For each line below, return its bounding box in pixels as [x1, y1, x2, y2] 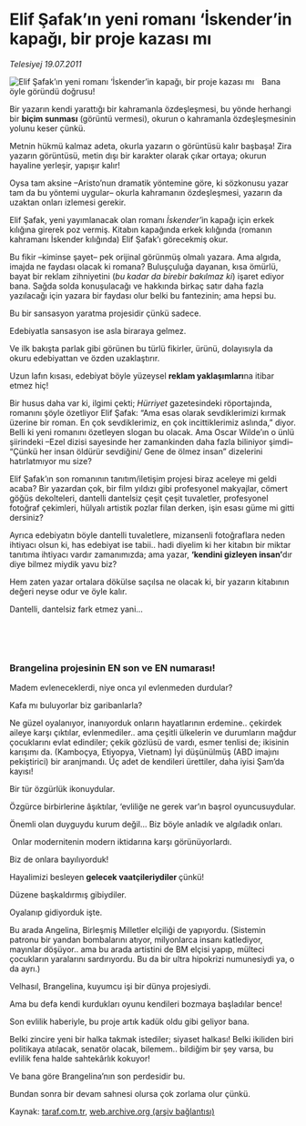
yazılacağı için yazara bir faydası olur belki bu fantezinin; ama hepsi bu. [9, 289, 277, 300]
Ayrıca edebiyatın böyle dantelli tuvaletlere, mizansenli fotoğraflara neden [9, 529, 285, 541]
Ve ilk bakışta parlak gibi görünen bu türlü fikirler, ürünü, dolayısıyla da [9, 342, 273, 354]
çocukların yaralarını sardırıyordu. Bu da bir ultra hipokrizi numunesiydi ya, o [9, 954, 295, 965]
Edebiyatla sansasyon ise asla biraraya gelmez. [9, 325, 187, 336]
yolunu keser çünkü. [9, 123, 86, 134]
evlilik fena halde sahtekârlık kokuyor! [9, 1053, 150, 1064]
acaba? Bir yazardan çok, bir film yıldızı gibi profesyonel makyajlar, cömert [9, 482, 289, 493]
